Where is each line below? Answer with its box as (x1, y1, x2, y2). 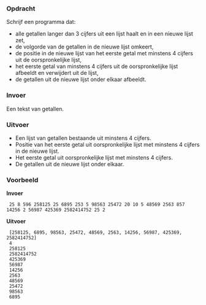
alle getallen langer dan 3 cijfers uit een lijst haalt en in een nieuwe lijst (15, 30, 193, 37)
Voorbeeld (6, 176, 39, 184)
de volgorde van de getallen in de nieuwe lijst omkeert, (15, 43, 154, 50)
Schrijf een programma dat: (6, 18, 76, 26)
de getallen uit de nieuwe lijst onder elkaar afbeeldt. (15, 75, 147, 83)
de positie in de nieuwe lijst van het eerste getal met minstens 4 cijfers (15, 50, 193, 57)
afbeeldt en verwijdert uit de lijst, (15, 69, 99, 77)
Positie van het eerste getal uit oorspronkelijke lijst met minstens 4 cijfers (15, 141, 200, 148)
